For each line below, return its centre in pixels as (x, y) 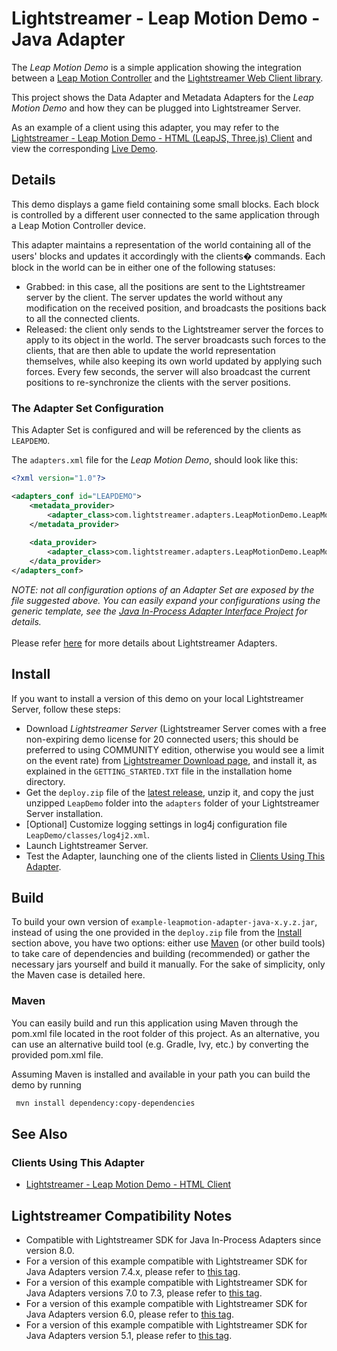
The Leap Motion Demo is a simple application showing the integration (156, 67)
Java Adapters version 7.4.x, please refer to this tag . (133, 1272)
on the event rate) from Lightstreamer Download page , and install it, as (171, 760)
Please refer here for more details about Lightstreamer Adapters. (144, 643)
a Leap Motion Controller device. (78, 225)
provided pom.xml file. (57, 1054)
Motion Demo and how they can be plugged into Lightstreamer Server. (156, 108)
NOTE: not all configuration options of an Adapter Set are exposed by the (163, 589)
